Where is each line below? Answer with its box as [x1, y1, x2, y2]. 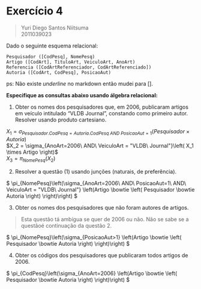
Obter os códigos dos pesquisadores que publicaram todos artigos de [14, 251, 188, 259]
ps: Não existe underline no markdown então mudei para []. [6, 80, 153, 87]
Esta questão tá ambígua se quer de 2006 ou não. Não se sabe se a [20, 215, 189, 223]
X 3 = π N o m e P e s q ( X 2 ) [6, 154, 56, 163]
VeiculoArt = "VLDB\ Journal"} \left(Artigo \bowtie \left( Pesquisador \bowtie [6, 186, 195, 193]
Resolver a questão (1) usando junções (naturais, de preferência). [14, 168, 177, 175]
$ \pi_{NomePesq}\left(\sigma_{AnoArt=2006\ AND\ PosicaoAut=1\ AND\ [6, 179, 187, 187]
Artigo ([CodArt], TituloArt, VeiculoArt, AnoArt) [6, 59, 136, 65]
